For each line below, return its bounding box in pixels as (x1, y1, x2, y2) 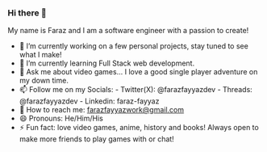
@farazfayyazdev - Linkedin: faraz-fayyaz (19, 96, 160, 106)
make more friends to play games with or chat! (19, 134, 174, 144)
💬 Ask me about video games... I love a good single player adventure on (19, 67, 258, 77)
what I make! (19, 50, 62, 60)
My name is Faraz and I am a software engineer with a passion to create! (7, 26, 249, 36)
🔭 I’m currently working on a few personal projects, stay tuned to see (19, 41, 249, 51)
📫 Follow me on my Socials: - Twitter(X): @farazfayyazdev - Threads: (19, 85, 253, 95)
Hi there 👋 (7, 7, 48, 19)
